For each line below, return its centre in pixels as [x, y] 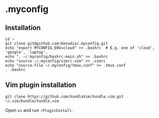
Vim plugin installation [41, 85]
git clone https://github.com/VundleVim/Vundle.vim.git [64, 96]
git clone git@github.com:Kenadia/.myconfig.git [57, 43]
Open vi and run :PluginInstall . [39, 110]
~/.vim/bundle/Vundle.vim [32, 101]
